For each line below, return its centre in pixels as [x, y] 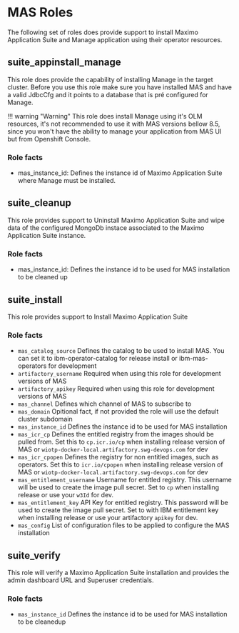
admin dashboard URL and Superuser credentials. [81, 580]
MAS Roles [40, 13]
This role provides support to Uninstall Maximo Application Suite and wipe [116, 220]
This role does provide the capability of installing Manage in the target [110, 79]
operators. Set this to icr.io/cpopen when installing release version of [120, 464]
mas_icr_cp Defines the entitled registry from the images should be [116, 434]
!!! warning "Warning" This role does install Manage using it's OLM [105, 116]
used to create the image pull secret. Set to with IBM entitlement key [118, 510]
